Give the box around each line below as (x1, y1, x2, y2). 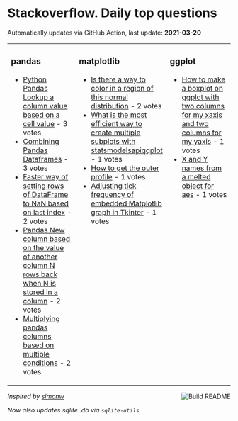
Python (23, 74, 47, 84)
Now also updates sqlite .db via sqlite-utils (7, 405, 140, 414)
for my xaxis (181, 110, 223, 120)
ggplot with (181, 92, 220, 102)
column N (23, 260, 55, 270)
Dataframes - (23, 154, 69, 164)
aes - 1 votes (181, 189, 227, 199)
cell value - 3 (23, 118, 68, 128)
